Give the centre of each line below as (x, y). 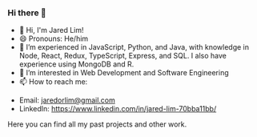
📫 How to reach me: (53, 82)
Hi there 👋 (27, 13)
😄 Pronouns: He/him (54, 38)
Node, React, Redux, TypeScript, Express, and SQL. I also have (123, 56)
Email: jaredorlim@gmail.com (67, 100)
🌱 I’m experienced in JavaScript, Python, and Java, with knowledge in (134, 47)
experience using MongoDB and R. (76, 64)
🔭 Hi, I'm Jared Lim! (52, 30)
